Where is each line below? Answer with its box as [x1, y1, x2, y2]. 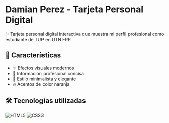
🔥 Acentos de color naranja [12, 81, 70, 87]
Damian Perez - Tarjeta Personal [5, 4, 144, 15]
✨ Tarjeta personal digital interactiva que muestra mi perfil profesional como [5, 31, 164, 37]
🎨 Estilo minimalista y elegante [12, 76, 76, 82]
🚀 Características [5, 51, 61, 60]
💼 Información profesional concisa [12, 70, 85, 76]
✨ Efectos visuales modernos [12, 65, 74, 71]
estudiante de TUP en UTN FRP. [5, 36, 72, 42]
